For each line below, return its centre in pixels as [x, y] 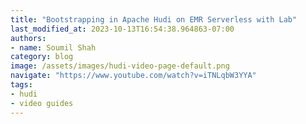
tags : [21, 85]
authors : [28, 38]
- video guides [42, 103]
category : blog [42, 57]
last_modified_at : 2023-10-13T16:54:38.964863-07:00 [122, 29]
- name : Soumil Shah [53, 47]
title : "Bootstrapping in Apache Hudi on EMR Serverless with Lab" [154, 19]
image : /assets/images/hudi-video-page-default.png [120, 66]
